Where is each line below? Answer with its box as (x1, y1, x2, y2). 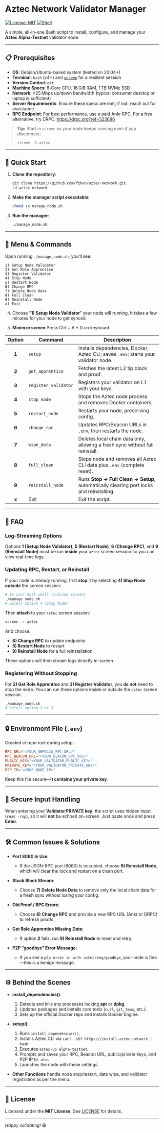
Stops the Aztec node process (78, 393, 148, 400)
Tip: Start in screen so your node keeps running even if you (17, 125, 137, 131)
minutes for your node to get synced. (12, 315, 87, 321)
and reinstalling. (78, 488, 115, 494)
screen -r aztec (5, 619, 38, 624)
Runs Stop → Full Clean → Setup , (78, 475, 156, 482)
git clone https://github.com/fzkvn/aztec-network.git (12, 181, 126, 186)
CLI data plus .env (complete (78, 462, 144, 468)
